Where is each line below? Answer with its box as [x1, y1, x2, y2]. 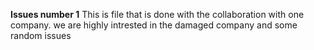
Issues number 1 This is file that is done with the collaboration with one [10, 9, 305, 20]
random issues [10, 30, 72, 41]
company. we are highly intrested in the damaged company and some [10, 19, 298, 31]
